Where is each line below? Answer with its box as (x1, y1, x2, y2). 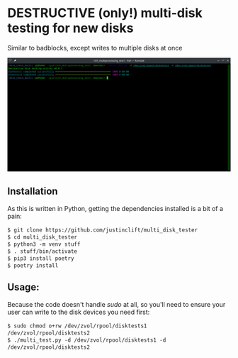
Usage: (7, 281, 40, 293)
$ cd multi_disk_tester (7, 233, 78, 241)
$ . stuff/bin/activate (7, 247, 78, 255)
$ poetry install (7, 261, 59, 269)
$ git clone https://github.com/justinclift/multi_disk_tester (7, 226, 198, 234)
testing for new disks (7, 20, 134, 36)
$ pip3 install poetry (7, 254, 74, 262)
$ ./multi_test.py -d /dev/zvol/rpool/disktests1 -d (7, 336, 166, 344)
